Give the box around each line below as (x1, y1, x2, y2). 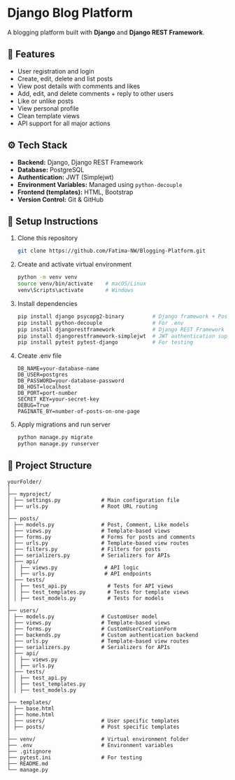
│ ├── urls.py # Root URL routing (7, 503, 158, 510)
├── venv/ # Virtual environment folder (7, 735, 190, 743)
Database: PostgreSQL (17, 165, 85, 174)
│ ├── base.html (7, 705, 55, 712)
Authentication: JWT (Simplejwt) (17, 173, 114, 181)
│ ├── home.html (7, 711, 55, 718)
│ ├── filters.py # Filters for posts (7, 545, 161, 552)
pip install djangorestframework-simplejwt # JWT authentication (17, 333, 215, 340)
